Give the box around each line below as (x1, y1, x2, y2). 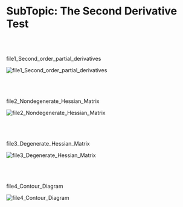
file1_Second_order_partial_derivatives (6, 55, 101, 62)
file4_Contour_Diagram (6, 182, 63, 190)
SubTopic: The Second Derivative (6, 4, 177, 18)
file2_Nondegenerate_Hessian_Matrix (6, 97, 100, 105)
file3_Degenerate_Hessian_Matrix (6, 140, 90, 147)
